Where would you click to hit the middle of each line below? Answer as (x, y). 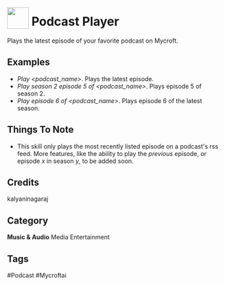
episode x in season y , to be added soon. (75, 161)
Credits (23, 182)
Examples (28, 62)
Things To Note (40, 130)
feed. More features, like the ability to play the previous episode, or (112, 153)
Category (28, 220)
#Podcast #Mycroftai (37, 275)
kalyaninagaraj (28, 199)
